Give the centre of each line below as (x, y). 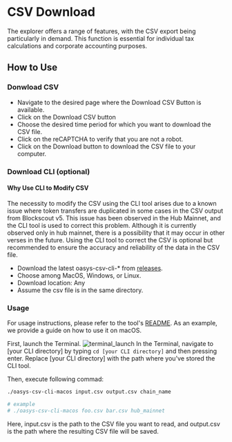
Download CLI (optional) (49, 171)
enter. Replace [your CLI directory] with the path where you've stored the (111, 358)
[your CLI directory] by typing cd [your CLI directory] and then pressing (112, 351)
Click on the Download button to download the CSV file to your (106, 146)
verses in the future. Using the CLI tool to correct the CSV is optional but (110, 240)
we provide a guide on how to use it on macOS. (75, 330)
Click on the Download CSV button (66, 117)
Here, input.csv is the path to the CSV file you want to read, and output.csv (114, 424)
